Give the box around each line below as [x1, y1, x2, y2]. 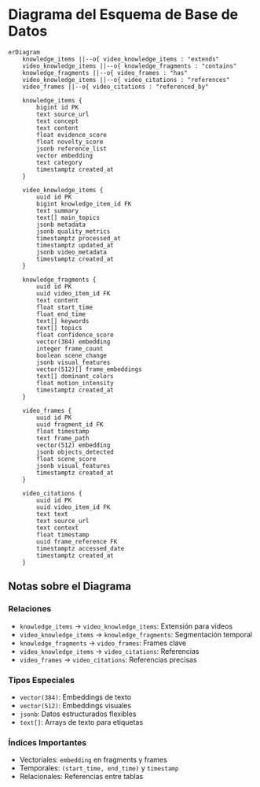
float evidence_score [36, 131, 108, 139]
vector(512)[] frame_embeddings [36, 365, 143, 373]
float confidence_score [36, 331, 114, 339]
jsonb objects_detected [36, 447, 114, 456]
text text [36, 510, 68, 518]
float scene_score [36, 455, 97, 462]
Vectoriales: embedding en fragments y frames [19, 755, 167, 765]
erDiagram [8, 48, 41, 56]
